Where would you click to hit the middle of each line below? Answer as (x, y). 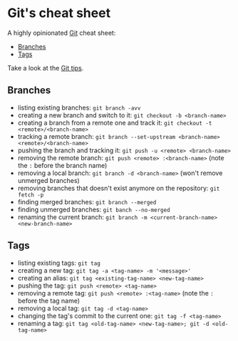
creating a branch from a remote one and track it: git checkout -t (115, 122)
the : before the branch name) (62, 165)
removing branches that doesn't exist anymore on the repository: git (119, 188)
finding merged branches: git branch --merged (87, 201)
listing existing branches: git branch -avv (79, 107)
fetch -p (31, 195)
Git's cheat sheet (59, 13)
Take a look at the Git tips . (46, 68)
